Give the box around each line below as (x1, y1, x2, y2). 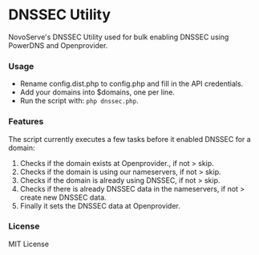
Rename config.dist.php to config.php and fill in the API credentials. (19, 79, 244, 89)
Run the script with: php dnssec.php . (19, 96, 139, 106)
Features (8, 116, 44, 127)
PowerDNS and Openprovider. (8, 40, 108, 50)
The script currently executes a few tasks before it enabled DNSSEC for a (8, 134, 251, 144)
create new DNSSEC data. (19, 192, 107, 202)
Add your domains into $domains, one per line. (19, 87, 175, 97)
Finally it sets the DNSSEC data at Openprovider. (19, 200, 180, 210)
